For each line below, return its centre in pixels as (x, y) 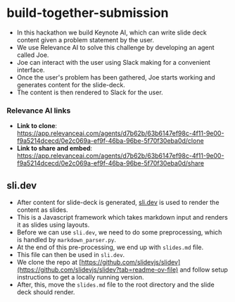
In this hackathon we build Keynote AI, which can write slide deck (112, 32)
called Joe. (33, 55)
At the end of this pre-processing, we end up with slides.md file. (110, 247)
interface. (31, 70)
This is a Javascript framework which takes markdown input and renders (122, 218)
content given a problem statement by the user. (85, 39)
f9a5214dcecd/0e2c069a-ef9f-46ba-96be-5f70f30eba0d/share (110, 163)
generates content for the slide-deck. (71, 84)
